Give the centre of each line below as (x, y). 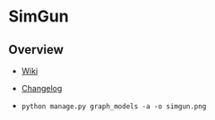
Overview (36, 50)
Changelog (42, 88)
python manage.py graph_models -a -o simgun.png (114, 107)
